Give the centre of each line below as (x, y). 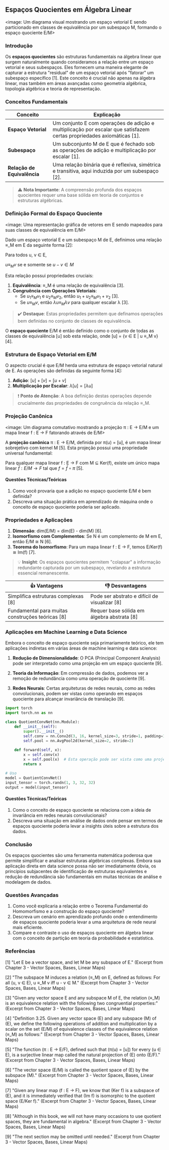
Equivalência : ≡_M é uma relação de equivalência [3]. (68, 285)
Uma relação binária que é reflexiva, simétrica (107, 165)
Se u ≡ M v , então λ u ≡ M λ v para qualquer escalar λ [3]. (74, 303)
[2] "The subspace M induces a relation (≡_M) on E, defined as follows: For (83, 977)
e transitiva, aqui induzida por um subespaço (106, 171)
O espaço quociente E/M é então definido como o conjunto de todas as (80, 331)
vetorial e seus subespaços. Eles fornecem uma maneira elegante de (77, 67)
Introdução (19, 45)
